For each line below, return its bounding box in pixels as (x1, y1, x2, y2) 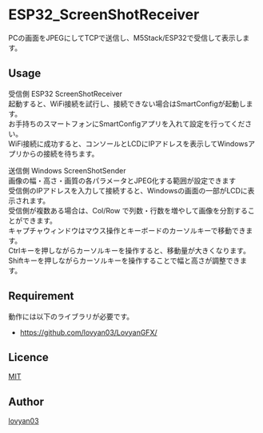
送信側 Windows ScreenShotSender (8, 165, 126, 175)
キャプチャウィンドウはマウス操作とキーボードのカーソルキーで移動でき (8, 225, 246, 235)
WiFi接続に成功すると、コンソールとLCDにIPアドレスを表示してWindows (8, 138, 249, 149)
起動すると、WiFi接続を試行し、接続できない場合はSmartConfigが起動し (8, 98, 246, 109)
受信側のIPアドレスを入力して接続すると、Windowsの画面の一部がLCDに (8, 185, 248, 195)
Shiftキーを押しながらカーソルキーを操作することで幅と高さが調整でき (8, 256, 241, 265)
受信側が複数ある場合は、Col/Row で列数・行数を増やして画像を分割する (8, 205, 248, 215)
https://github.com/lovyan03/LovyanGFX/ (19, 328, 157, 337)
